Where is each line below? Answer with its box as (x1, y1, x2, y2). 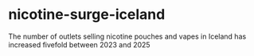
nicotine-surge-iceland (8, 6, 166, 24)
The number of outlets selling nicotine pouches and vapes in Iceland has (8, 32, 247, 41)
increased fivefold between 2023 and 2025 (8, 39, 150, 49)
